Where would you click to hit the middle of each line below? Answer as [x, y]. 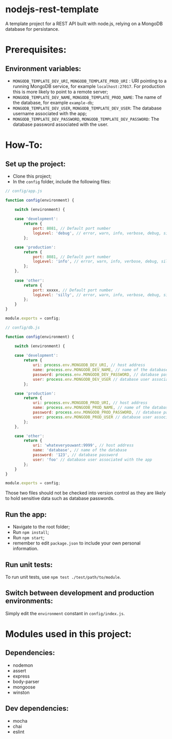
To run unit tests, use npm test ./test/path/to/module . [63, 577]
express [21, 676]
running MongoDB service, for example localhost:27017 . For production [89, 86]
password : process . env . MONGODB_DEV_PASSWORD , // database [96, 375]
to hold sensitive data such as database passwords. [60, 498]
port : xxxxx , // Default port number [73, 290]
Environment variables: [43, 68]
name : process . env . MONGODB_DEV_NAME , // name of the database [100, 370]
